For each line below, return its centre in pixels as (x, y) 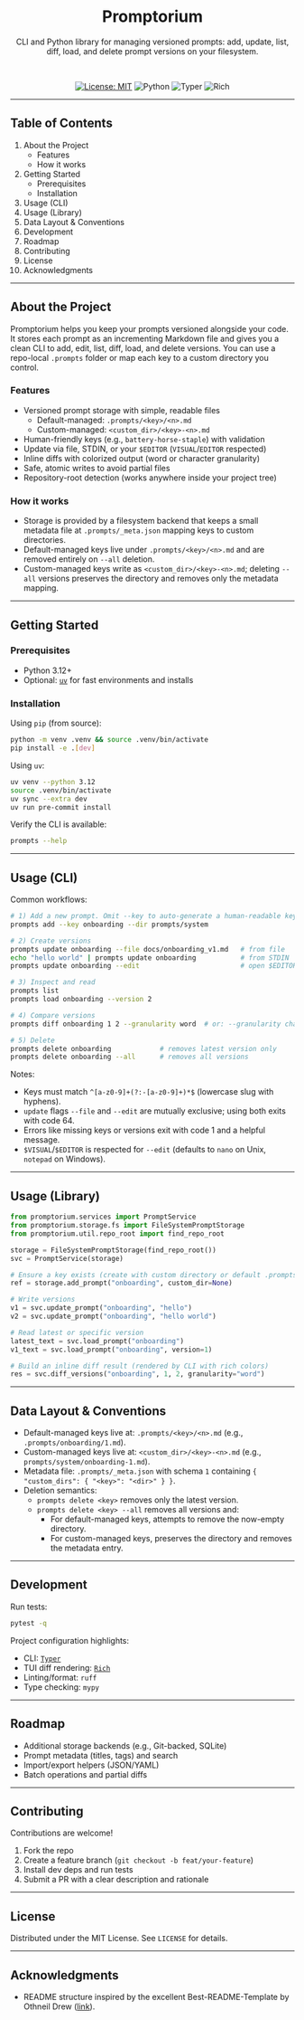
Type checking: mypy (61, 1687)
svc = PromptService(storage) (67, 1258)
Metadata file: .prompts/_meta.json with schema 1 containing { (140, 1471)
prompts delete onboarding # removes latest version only (144, 1048)
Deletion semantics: (60, 1491)
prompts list (35, 991)
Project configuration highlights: (70, 1640)
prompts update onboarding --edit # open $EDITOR (154, 966)
